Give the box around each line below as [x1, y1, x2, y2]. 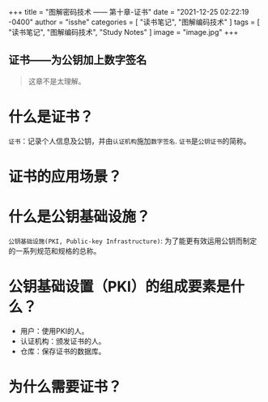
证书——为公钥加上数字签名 [8, 53, 147, 67]
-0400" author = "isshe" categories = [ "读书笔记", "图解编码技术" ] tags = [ [8, 17, 261, 27]
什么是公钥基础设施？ [8, 207, 151, 226]
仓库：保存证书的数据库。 [19, 346, 106, 356]
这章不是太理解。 [28, 76, 86, 86]
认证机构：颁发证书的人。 [19, 336, 106, 346]
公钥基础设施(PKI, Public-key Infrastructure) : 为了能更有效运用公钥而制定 [8, 236, 257, 246]
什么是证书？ [8, 108, 95, 126]
